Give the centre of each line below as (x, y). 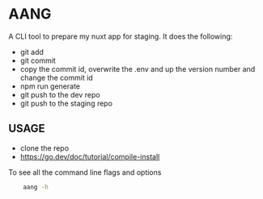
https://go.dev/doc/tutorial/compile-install (90, 156)
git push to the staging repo (66, 103)
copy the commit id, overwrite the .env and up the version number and (138, 68)
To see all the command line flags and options (85, 172)
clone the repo (45, 148)
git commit (38, 60)
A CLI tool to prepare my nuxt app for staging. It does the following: (121, 36)
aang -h (36, 187)
